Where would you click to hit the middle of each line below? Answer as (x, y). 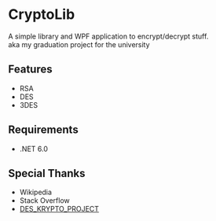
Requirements (43, 130)
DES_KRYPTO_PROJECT (59, 209)
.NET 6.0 (34, 149)
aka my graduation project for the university (79, 44)
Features (30, 70)
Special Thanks (47, 173)
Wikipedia (36, 192)
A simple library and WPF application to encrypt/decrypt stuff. (108, 36)
